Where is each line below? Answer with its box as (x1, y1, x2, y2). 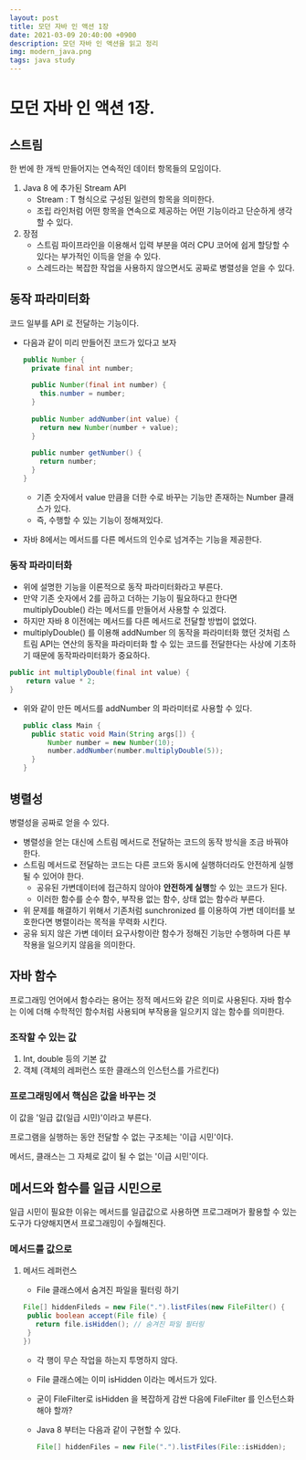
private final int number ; (31, 363, 134, 373)
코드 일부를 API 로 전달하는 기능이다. (9, 317, 140, 329)
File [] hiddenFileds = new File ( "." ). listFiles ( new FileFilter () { (22, 1303, 286, 1312)
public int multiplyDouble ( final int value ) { (9, 668, 190, 677)
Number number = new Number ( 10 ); (47, 738, 175, 747)
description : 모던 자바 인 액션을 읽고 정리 (9, 38, 159, 48)
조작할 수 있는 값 (9, 1031, 77, 1044)
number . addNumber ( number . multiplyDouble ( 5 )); (47, 746, 224, 756)
